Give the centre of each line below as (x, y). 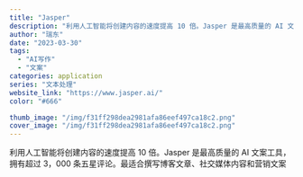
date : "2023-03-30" (46, 43)
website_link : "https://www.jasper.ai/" (87, 93)
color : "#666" (36, 101)
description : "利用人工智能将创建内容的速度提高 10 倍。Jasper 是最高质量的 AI (147, 26)
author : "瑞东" (37, 34)
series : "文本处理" (43, 84)
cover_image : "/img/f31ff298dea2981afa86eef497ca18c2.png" (123, 126)
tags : (19, 51)
